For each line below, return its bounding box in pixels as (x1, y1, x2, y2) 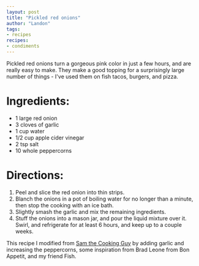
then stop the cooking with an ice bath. (15, 201, 115, 209)
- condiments (6, 43, 40, 50)
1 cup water (15, 127, 45, 135)
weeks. (15, 227, 34, 235)
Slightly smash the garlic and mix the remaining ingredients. (15, 208, 167, 215)
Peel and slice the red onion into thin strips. (15, 188, 125, 196)
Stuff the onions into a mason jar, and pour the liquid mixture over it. (15, 215, 187, 222)
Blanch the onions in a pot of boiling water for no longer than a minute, (15, 195, 193, 202)
